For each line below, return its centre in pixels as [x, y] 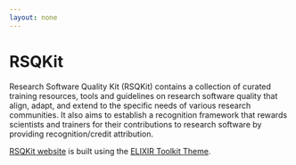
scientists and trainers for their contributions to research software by [136, 124]
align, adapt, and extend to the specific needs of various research [130, 105]
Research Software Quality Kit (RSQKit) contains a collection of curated [140, 87]
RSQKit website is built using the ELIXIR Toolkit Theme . [110, 151]
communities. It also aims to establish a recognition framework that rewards [148, 115]
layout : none [33, 17]
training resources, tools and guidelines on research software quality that [144, 95]
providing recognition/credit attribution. [82, 134]
